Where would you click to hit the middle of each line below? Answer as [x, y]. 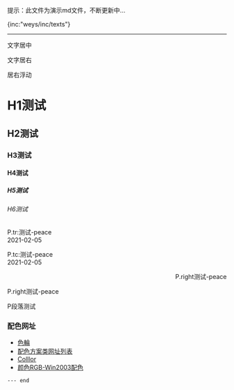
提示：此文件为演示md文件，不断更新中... [66, 10]
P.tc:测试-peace [30, 254]
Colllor [27, 359]
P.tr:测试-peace [30, 232]
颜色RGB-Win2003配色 [50, 367]
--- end [18, 380]
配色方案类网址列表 [45, 351]
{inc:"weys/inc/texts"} [39, 24]
